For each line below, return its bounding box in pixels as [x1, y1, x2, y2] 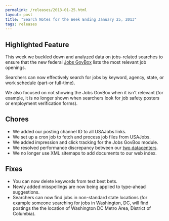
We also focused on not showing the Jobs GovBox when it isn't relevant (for [5, 90, 163, 96]
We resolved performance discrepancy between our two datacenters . [12, 144, 158, 151]
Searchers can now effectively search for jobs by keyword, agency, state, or [5, 75, 164, 81]
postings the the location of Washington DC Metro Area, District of [12, 205, 151, 211]
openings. [5, 64, 26, 71]
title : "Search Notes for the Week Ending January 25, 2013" [5, 17, 137, 22]
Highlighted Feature [5, 40, 69, 49]
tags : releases [5, 21, 37, 27]
